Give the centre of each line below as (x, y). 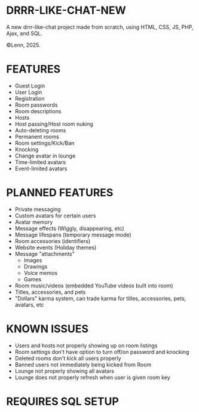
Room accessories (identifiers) (53, 241)
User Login (28, 92)
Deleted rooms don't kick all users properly (68, 358)
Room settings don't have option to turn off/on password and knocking (102, 352)
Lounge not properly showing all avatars (65, 371)
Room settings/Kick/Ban (45, 143)
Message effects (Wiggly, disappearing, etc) (69, 228)
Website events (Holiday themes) (56, 247)
